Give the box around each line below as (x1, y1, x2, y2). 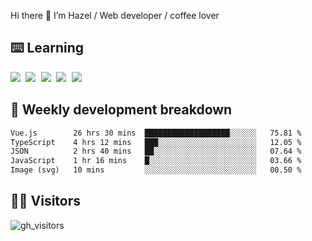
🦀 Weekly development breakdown (10, 101, 233, 119)
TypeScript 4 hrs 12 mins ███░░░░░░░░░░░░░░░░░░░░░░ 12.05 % (10, 137, 302, 147)
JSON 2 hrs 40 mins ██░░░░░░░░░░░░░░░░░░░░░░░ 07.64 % (10, 146, 302, 157)
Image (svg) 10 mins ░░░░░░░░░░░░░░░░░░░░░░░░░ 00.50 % (10, 165, 302, 175)
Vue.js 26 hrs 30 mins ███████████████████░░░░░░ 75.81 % (10, 128, 302, 138)
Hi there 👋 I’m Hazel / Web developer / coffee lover (10, 10, 220, 21)
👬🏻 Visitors (10, 193, 82, 210)
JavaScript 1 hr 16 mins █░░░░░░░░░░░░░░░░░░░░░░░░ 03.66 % (10, 156, 302, 166)
